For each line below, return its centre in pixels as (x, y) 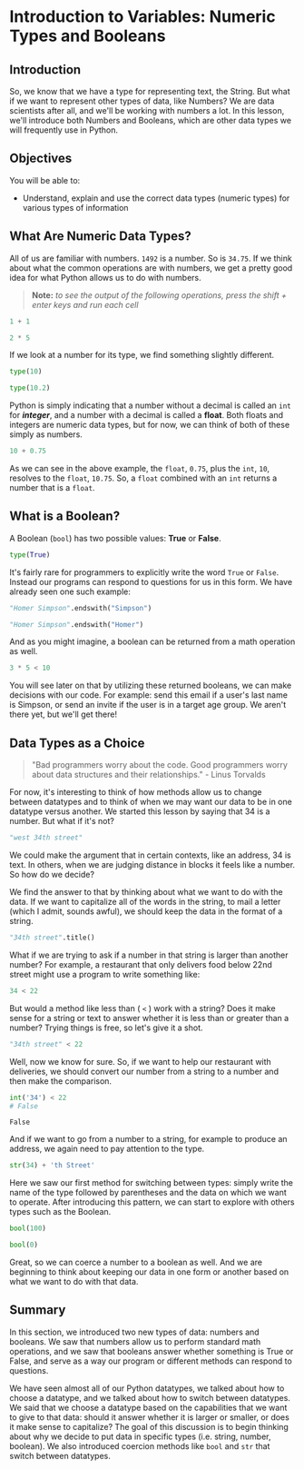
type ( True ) (30, 555)
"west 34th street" (46, 838)
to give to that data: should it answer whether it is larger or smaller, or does (150, 1417)
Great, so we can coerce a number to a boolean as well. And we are (136, 1262)
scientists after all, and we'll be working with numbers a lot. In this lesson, (147, 110)
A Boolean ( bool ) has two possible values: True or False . (115, 538)
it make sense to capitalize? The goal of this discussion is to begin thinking (149, 1426)
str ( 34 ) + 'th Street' (52, 1166)
